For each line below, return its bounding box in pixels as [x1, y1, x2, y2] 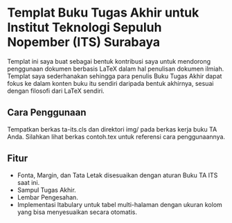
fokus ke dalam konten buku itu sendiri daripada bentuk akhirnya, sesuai [7, 79, 214, 87]
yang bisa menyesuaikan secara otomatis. [17, 208, 137, 216]
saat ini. [17, 178, 40, 186]
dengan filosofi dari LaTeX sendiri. [7, 87, 105, 95]
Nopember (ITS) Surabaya [7, 35, 161, 50]
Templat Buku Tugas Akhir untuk [7, 5, 199, 21]
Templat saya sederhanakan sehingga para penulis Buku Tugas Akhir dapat [7, 71, 222, 80]
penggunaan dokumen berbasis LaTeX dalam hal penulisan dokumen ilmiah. [7, 64, 224, 73]
